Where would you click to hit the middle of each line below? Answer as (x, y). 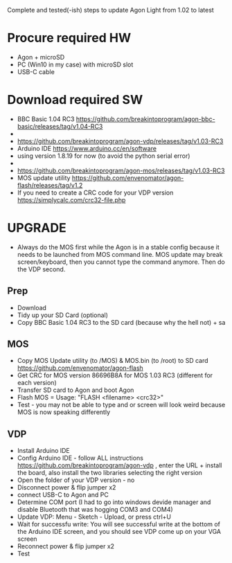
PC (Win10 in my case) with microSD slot (75, 64)
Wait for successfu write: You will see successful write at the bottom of (118, 524)
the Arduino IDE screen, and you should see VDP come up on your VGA (119, 532)
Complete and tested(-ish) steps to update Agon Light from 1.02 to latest (111, 10)
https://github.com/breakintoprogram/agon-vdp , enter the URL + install (119, 465)
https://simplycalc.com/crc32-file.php (71, 199)
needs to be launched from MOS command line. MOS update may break (120, 254)
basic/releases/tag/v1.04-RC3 (60, 126)
